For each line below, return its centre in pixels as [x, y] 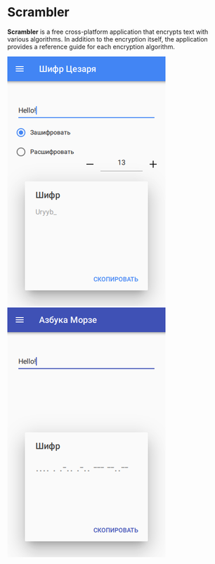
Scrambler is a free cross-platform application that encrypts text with [108, 32]
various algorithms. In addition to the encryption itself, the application [108, 39]
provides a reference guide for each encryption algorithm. [91, 46]
